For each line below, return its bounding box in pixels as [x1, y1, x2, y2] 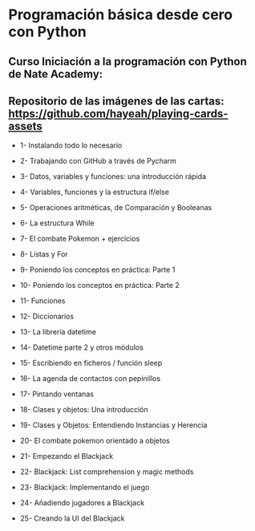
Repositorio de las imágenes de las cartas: [8, 94, 225, 107]
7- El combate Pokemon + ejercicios [19, 234, 140, 244]
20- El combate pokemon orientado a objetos [19, 436, 171, 446]
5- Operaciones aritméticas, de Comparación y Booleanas [19, 203, 212, 213]
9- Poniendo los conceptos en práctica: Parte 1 [19, 265, 176, 274]
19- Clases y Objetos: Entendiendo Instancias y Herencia [19, 420, 208, 430]
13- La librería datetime [19, 327, 96, 337]
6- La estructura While [19, 218, 95, 228]
